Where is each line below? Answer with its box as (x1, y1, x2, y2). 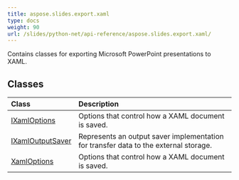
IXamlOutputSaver (11, 136, 72, 146)
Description (78, 99, 119, 109)
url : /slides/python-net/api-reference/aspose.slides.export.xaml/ (7, 30, 212, 38)
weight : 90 (7, 23, 40, 31)
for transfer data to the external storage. (78, 140, 212, 150)
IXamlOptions (11, 115, 55, 125)
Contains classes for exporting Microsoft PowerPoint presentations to (7, 50, 211, 58)
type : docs (7, 17, 40, 24)
